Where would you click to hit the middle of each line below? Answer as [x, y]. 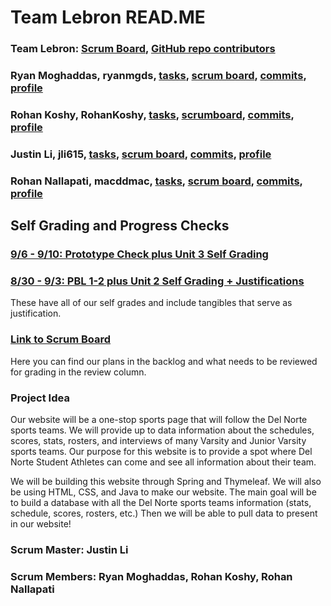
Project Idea [40, 398]
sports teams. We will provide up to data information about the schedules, [162, 430]
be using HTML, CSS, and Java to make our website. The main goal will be [163, 492]
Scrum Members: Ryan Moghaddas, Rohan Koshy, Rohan [151, 576]
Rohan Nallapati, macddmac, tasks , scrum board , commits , [156, 181]
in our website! [41, 524]
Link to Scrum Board [61, 339]
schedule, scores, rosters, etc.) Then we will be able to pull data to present [164, 513]
